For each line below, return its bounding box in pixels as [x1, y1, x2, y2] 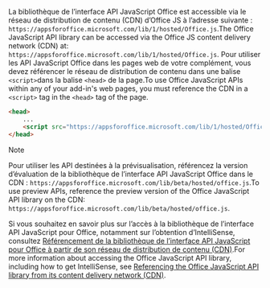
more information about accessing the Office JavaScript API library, [8, 253, 232, 262]
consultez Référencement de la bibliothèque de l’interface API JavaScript [8, 236, 251, 245]
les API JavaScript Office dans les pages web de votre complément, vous [8, 58, 252, 68]
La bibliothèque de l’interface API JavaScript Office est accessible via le [8, 7, 247, 16]
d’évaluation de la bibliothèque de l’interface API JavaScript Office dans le [8, 169, 254, 179]
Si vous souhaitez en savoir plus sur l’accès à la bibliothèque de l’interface [8, 219, 255, 228]
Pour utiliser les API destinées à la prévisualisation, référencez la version [8, 160, 248, 170]
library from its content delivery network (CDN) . [8, 269, 166, 280]
